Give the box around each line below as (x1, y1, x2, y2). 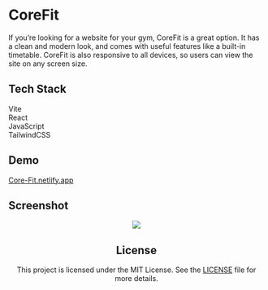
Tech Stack (8, 82, 67, 96)
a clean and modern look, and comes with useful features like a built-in (8, 41, 246, 51)
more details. (115, 274, 158, 283)
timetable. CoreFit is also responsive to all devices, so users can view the (8, 50, 253, 59)
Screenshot (8, 198, 69, 213)
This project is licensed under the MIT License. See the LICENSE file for (16, 265, 257, 275)
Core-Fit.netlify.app (8, 175, 74, 185)
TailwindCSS (8, 130, 51, 139)
